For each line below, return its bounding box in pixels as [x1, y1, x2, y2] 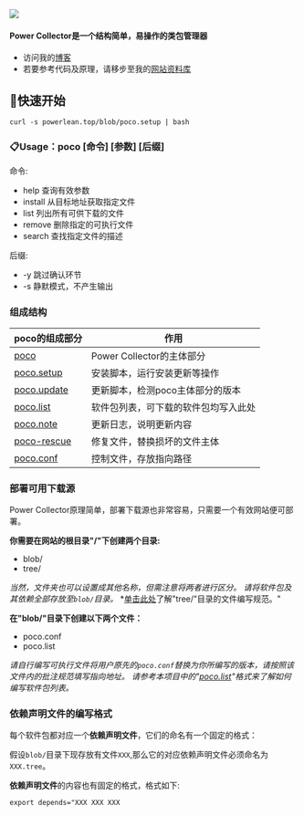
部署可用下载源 [9, 482, 76, 495]
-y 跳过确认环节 [22, 269, 82, 280]
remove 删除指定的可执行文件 [22, 219, 134, 230]
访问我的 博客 [22, 52, 71, 63]
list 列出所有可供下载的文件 [22, 208, 125, 219]
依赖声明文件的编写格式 [9, 707, 112, 720]
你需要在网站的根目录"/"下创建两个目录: [9, 535, 161, 546]
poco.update [14, 383, 68, 396]
